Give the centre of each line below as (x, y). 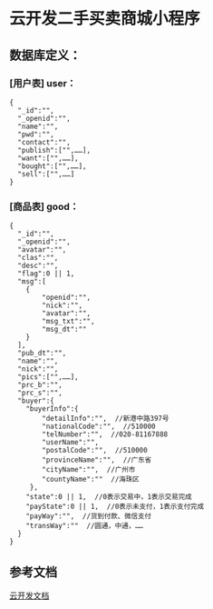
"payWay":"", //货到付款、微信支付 (89, 516)
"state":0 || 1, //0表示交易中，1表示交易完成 (109, 497)
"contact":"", (44, 142)
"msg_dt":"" (65, 329)
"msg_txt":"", (68, 322)
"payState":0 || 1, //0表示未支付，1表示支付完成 (115, 507)
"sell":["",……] (46, 174)
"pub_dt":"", (42, 354)
